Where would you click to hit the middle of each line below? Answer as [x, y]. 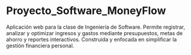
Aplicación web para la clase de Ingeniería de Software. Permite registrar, [96, 27]
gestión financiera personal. [40, 46]
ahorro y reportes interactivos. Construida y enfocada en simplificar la [92, 39]
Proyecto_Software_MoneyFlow [86, 11]
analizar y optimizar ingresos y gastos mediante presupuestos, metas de [95, 33]
